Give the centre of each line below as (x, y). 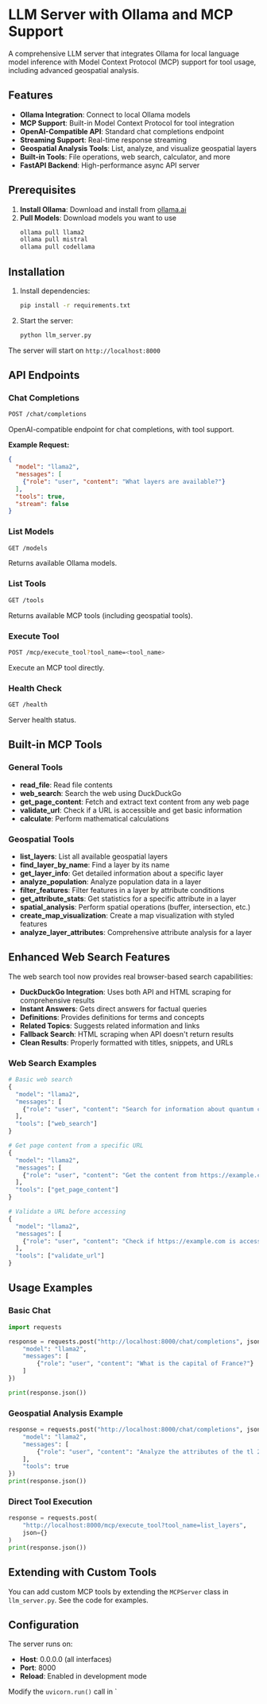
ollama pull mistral (54, 240)
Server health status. (43, 720)
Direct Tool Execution (50, 1501)
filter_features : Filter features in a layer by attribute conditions (122, 890)
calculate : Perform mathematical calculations (94, 818)
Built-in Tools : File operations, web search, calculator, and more (125, 156)
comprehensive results (57, 1000)
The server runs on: (41, 1644)
